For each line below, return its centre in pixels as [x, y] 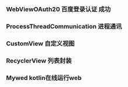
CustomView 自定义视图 [40, 43]
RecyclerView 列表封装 [39, 61]
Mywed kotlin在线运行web [44, 78]
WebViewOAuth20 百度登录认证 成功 [58, 9]
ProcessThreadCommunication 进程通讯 [64, 26]
